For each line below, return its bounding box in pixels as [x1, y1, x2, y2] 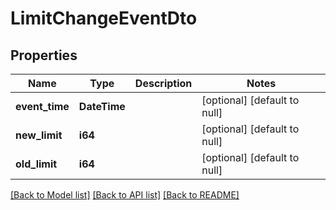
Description [134, 77, 193, 90]
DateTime [78, 100, 126, 113]
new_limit [15, 128, 63, 142]
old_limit [15, 157, 58, 171]
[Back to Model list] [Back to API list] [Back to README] [10, 189, 240, 201]
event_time [15, 100, 70, 113]
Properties [10, 47, 78, 64]
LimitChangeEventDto [10, 7, 198, 30]
